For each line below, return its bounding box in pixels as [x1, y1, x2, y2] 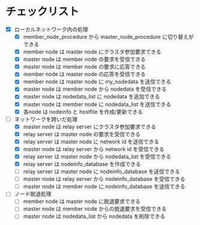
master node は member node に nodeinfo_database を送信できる [23, 183, 186, 190]
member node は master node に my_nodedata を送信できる [23, 78, 171, 85]
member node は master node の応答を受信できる [23, 70, 146, 78]
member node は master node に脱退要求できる [23, 198, 141, 205]
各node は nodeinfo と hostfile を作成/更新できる [23, 108, 143, 115]
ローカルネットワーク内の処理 [14, 26, 88, 33]
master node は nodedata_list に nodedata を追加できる [23, 93, 160, 100]
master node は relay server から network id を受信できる [23, 145, 165, 152]
